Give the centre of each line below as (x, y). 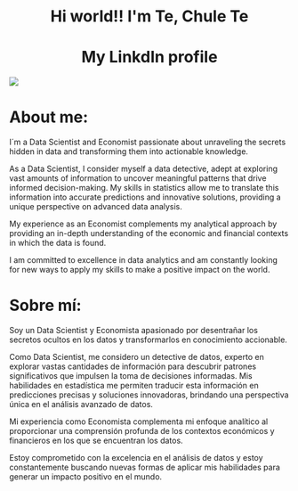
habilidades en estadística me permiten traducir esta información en (134, 385)
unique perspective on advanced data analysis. (96, 207)
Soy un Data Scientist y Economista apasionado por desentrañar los (133, 330)
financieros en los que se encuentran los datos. (97, 440)
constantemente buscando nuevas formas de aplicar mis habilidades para (145, 467)
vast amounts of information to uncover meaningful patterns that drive (138, 178)
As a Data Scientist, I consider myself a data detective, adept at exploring (144, 169)
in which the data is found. (58, 243)
